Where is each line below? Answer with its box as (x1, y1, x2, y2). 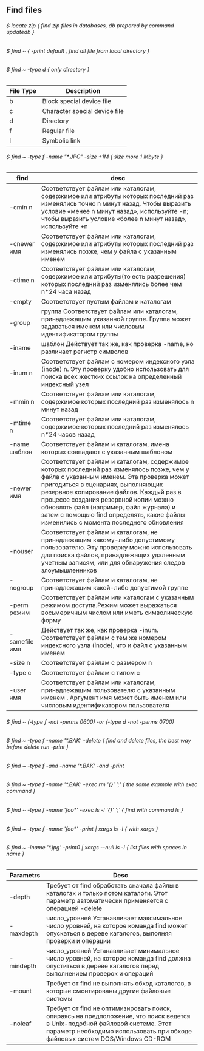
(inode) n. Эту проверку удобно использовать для (41, 365, 189, 373)
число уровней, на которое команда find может (46, 921, 188, 930)
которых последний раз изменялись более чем (41, 280, 182, 288)
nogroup (9, 583, 34, 592)
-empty (9, 298, 32, 306)
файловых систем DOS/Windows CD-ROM (46, 1035, 171, 1043)
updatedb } (6, 28, 35, 35)
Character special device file (42, 106, 124, 115)
